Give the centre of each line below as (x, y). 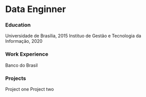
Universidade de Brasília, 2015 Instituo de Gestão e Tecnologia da (73, 36)
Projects (16, 78)
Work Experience (27, 54)
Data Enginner (36, 9)
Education (18, 25)
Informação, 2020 (24, 41)
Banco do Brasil (21, 65)
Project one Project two (30, 89)
